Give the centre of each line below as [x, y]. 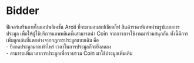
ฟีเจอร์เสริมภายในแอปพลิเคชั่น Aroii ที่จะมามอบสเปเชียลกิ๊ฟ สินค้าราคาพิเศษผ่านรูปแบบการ [93, 27]
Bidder [23, 11]
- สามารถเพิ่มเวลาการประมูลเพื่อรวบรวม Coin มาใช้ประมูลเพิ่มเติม [69, 53]
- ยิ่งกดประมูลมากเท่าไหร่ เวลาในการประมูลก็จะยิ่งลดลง [59, 46]
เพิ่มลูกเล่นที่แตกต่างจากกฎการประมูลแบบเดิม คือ [53, 40]
